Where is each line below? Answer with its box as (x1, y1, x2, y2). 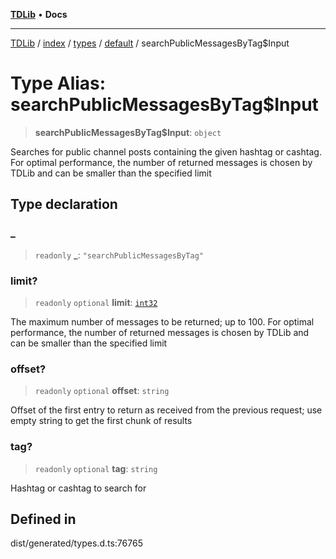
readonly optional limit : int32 (34, 296, 158, 308)
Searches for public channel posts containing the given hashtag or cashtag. (10, 145, 322, 158)
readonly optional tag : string (34, 462, 158, 474)
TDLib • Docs (10, 9, 68, 20)
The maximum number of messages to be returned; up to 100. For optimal (10, 315, 315, 328)
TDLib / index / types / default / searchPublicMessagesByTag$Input (10, 37, 290, 49)
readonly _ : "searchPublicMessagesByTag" (34, 249, 204, 261)
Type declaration (10, 196, 118, 213)
